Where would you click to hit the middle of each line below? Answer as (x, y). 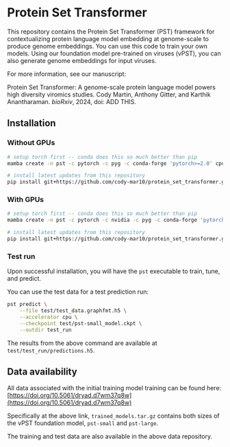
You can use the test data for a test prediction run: (78, 292)
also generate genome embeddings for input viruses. (82, 60)
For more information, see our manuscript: (67, 74)
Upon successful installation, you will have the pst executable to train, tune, (114, 271)
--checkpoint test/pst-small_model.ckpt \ (81, 323)
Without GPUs (31, 143)
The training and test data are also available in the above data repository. (110, 437)
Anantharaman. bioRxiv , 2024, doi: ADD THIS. (72, 101)
